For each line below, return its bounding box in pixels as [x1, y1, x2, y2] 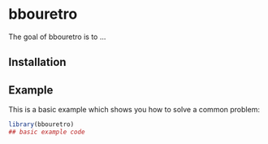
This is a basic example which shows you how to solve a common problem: [8, 105, 260, 115]
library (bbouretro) [8, 120, 75, 129]
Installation [8, 55, 67, 69]
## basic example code [8, 128, 85, 137]
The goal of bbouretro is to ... [8, 32, 106, 41]
